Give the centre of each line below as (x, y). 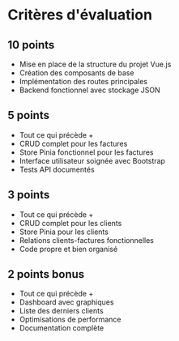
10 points (31, 45)
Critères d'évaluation (80, 15)
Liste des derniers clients (61, 311)
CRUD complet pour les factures (73, 143)
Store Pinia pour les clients (64, 232)
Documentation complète (62, 328)
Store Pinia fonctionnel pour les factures (86, 152)
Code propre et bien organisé (68, 249)
